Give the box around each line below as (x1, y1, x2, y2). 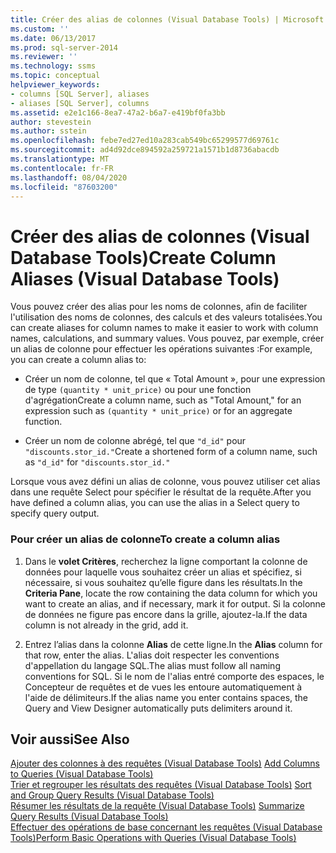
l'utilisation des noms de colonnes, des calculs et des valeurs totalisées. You (10, 311, 323, 323)
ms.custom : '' (10, 24, 70, 34)
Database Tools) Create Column (10, 246, 277, 269)
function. (24, 416, 63, 428)
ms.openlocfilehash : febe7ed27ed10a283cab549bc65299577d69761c (10, 136, 280, 146)
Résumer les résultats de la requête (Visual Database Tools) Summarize (10, 800, 305, 812)
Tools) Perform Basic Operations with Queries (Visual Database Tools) (10, 832, 297, 844)
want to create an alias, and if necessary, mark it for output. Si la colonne (24, 597, 327, 610)
